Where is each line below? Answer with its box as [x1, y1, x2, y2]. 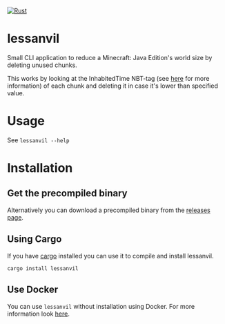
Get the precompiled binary [7, 187, 128, 200]
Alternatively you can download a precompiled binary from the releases [7, 206, 211, 214]
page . [7, 213, 24, 221]
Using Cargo [7, 234, 62, 245]
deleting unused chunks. [7, 61, 77, 69]
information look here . [7, 309, 70, 318]
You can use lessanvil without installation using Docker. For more [7, 302, 195, 310]
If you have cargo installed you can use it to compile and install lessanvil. [7, 251, 214, 260]
